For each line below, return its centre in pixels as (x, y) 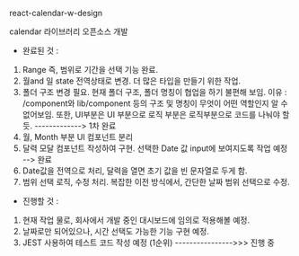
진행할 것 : (40, 201)
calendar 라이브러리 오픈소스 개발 (69, 31)
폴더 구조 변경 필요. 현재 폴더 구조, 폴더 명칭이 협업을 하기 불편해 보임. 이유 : (154, 92)
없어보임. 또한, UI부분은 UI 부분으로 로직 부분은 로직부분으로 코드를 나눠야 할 (156, 115)
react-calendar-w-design (56, 13)
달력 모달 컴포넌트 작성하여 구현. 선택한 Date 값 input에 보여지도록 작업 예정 (155, 148)
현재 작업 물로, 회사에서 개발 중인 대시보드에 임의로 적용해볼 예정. (136, 220)
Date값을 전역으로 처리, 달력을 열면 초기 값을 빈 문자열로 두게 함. (135, 171)
